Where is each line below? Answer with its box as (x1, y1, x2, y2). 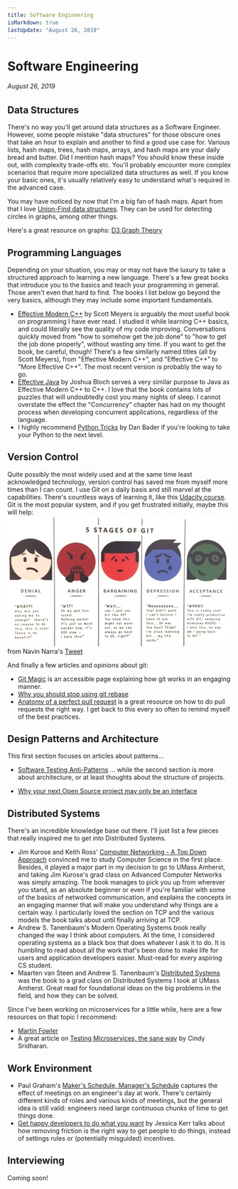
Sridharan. (17, 1042, 48, 1050)
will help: (7, 507, 34, 516)
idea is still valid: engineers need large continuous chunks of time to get (17, 1104, 229, 1113)
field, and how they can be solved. (17, 991, 119, 1000)
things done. (17, 1111, 55, 1120)
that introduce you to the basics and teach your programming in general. (7, 281, 220, 289)
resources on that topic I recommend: (7, 1013, 118, 1021)
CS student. (17, 961, 53, 970)
